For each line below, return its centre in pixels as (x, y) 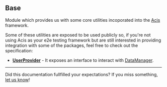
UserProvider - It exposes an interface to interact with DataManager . (83, 60)
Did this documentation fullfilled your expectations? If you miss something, (82, 74)
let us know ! (18, 80)
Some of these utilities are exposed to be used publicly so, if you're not (78, 35)
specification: (19, 50)
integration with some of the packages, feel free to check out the (72, 45)
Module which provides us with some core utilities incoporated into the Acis (83, 20)
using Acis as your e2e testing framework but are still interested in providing (83, 40)
